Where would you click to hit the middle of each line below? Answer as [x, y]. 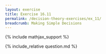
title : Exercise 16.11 [28, 14]
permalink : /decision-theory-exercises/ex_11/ [53, 18]
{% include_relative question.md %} [41, 46]
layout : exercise [23, 9]
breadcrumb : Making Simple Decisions [43, 23]
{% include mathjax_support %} [37, 37]
